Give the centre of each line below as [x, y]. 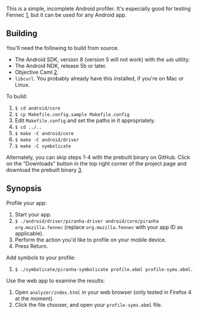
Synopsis [24, 189]
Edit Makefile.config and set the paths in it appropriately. [85, 120]
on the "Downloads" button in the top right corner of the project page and [96, 164]
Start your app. [33, 214]
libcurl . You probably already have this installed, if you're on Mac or [99, 78]
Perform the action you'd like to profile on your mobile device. [90, 240]
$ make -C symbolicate [43, 146]
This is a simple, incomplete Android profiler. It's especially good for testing [99, 9]
